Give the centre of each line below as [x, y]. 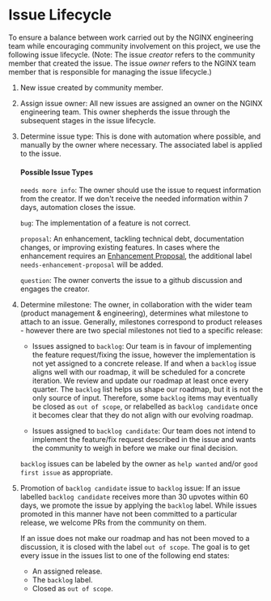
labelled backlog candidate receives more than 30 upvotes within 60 [134, 497]
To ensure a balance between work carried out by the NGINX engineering [131, 37]
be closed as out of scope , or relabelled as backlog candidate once [145, 406]
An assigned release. [67, 571]
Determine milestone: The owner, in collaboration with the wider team [136, 305]
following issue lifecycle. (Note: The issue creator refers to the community [132, 54]
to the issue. [41, 153]
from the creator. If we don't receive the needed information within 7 [134, 199]
